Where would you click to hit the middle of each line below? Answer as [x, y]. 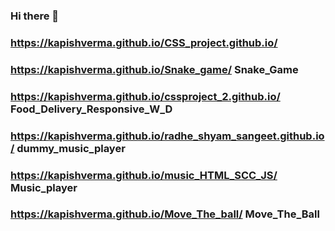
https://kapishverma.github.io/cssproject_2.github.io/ [145, 96]
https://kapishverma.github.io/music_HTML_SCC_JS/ [144, 175]
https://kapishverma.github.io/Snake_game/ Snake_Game [154, 69]
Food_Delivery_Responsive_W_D [91, 109]
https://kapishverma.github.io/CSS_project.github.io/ [144, 42]
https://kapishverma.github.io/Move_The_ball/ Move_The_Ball [165, 214]
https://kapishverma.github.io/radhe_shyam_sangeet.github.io [167, 136]
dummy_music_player [71, 148]
